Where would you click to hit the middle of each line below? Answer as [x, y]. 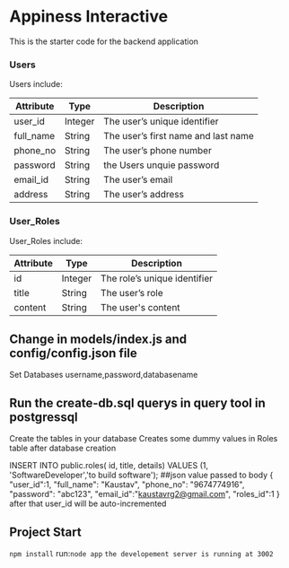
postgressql [44, 417]
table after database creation [63, 448]
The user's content [140, 307]
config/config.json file [73, 353]
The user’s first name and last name [178, 136]
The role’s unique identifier [157, 278]
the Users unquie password [161, 165]
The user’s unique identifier [161, 121]
